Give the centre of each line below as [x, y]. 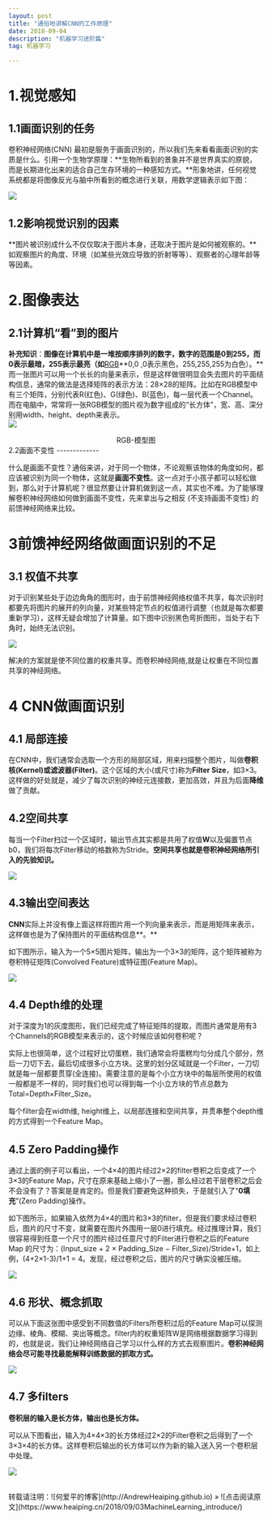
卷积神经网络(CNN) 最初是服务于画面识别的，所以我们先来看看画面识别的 [130, 149]
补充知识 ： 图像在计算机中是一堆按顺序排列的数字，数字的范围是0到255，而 [134, 353]
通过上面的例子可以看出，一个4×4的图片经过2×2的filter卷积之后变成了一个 [132, 1171]
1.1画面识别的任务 [52, 128]
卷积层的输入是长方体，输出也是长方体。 [76, 1418]
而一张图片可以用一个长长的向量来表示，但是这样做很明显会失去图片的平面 [132, 374]
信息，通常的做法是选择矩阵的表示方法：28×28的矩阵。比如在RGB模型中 [136, 384]
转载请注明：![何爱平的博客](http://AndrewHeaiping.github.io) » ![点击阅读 [131, 1496]
